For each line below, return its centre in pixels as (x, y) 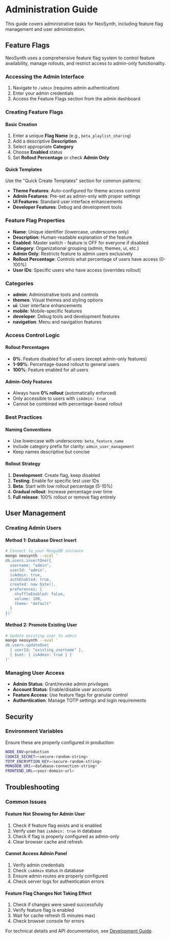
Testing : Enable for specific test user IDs (56, 481)
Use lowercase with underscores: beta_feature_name (68, 441)
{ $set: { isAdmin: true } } (41, 655)
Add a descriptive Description (45, 141)
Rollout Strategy (23, 464)
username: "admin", (31, 565)
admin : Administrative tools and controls (56, 294)
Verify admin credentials (38, 865)
